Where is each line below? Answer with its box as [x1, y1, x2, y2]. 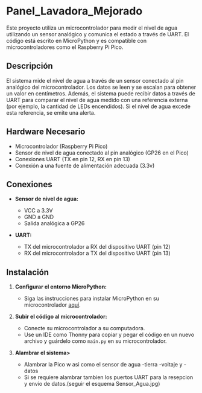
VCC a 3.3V [24, 207, 53, 214]
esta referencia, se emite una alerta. [6, 109, 96, 116]
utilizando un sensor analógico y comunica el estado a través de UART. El [6, 30, 189, 37]
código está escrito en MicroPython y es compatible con [6, 37, 147, 44]
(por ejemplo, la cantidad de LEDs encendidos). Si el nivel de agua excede [6, 103, 191, 110]
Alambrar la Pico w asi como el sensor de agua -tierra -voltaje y [24, 361, 183, 368]
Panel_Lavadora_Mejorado [6, 4, 143, 18]
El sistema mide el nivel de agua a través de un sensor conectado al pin [6, 77, 184, 84]
